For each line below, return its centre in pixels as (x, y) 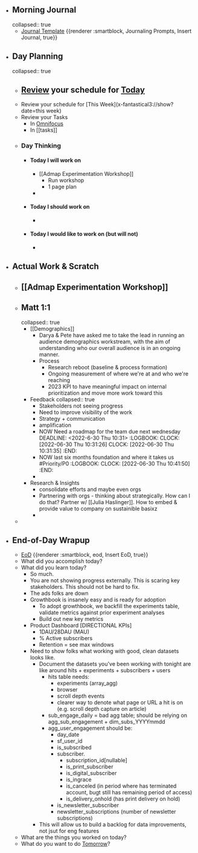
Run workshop (66, 180)
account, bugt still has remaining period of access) (129, 793)
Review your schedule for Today (83, 90)
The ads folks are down (59, 593)
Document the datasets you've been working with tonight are (115, 664)
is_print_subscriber (90, 767)
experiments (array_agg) (87, 683)
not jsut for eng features (69, 831)
